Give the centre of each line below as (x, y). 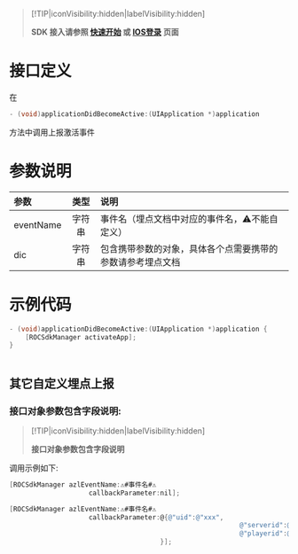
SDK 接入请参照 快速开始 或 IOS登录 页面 (105, 32)
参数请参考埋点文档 (141, 261)
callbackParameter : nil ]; (134, 493)
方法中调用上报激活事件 (52, 132)
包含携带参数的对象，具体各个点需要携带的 (189, 248)
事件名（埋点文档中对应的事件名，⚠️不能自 (189, 219)
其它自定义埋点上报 (62, 383)
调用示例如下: (34, 468)
